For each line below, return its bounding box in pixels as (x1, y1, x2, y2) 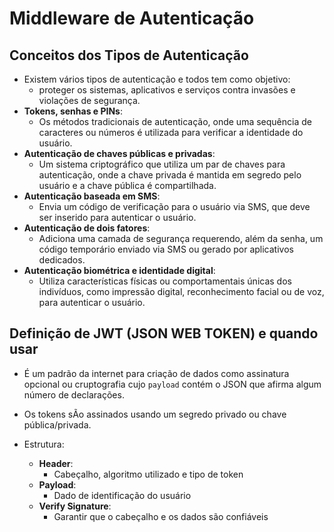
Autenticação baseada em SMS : (23, 190, 161, 202)
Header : (38, 457, 74, 469)
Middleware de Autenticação (9, 7, 255, 30)
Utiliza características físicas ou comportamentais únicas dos (38, 275, 292, 287)
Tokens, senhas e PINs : (23, 105, 124, 117)
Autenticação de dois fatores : (23, 222, 151, 234)
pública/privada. (23, 418, 92, 431)
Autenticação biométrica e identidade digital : (23, 265, 216, 276)
